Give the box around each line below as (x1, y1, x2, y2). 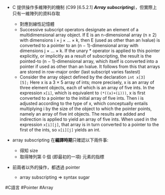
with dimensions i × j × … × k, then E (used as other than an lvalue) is (19, 37, 161, 43)
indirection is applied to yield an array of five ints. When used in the (19, 116, 157, 122)
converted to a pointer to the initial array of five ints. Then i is (19, 95, 144, 101)
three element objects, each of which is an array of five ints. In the (19, 85, 155, 90)
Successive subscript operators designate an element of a (19, 27, 139, 32)
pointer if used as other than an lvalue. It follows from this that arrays (19, 64, 161, 69)
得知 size (19, 148, 38, 153)
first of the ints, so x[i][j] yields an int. (19, 127, 101, 132)
